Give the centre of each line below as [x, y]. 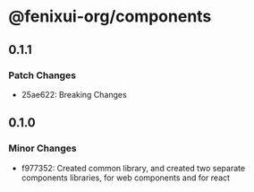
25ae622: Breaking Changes [74, 94]
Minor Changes [42, 148]
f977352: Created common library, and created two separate [133, 168]
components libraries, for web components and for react [125, 178]
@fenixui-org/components [110, 17]
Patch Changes [42, 75]
